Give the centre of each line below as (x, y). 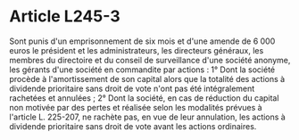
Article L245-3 (65, 16)
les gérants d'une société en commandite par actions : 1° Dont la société (142, 70)
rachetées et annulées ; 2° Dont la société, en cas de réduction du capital (144, 98)
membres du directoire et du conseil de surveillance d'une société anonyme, (150, 60)
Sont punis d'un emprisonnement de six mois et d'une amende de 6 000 (142, 41)
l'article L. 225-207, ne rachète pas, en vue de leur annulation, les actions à (147, 117)
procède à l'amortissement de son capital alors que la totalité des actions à (147, 78)
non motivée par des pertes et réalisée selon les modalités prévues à (136, 107)
